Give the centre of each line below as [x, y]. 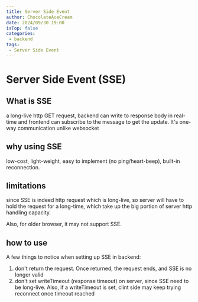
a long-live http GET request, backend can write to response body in [90, 115]
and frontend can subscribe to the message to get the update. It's [98, 121]
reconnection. [23, 167]
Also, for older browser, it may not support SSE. [64, 224]
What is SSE [29, 101]
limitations [26, 186]
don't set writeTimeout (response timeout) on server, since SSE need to [102, 281]
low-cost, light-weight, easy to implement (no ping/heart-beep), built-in [93, 161]
